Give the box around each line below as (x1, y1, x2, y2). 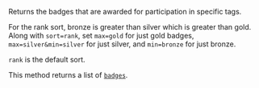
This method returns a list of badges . (8, 70, 128, 79)
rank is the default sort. (8, 55, 86, 64)
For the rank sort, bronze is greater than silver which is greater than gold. (8, 22, 252, 31)
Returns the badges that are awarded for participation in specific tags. (8, 7, 242, 16)
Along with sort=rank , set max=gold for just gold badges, (8, 31, 194, 40)
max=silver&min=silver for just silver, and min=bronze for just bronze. (8, 39, 236, 49)
